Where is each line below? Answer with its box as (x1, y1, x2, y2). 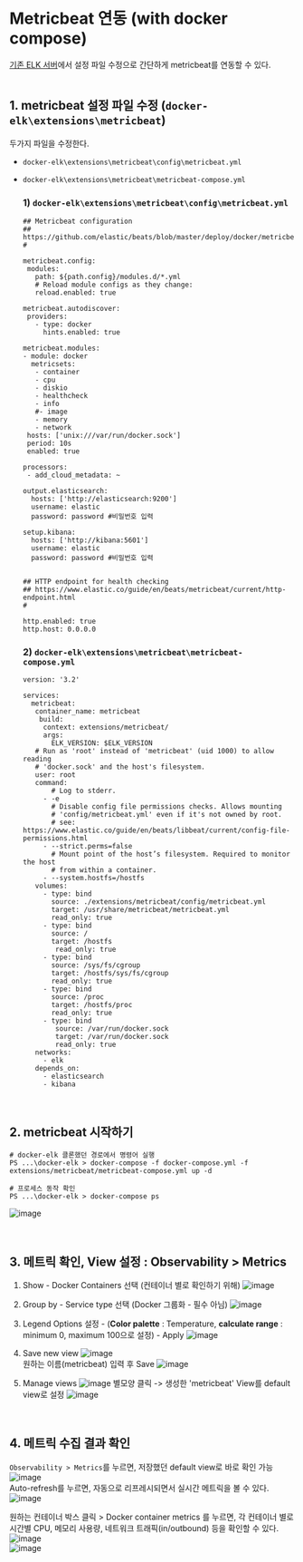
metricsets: (31, 360, 76, 369)
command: (34, 779, 68, 788)
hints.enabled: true (43, 328, 120, 337)
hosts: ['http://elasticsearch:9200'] (31, 495, 177, 504)
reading (22, 754, 52, 764)
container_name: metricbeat (34, 707, 141, 716)
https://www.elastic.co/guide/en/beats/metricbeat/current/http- (34, 586, 287, 595)
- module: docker (22, 352, 89, 361)
